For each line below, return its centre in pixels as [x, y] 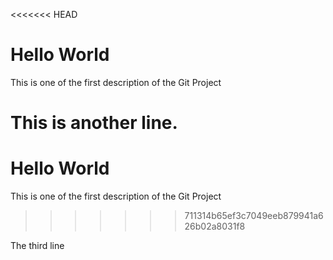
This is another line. [94, 123]
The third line [37, 246]
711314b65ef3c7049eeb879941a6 [254, 216]
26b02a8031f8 [215, 226]
